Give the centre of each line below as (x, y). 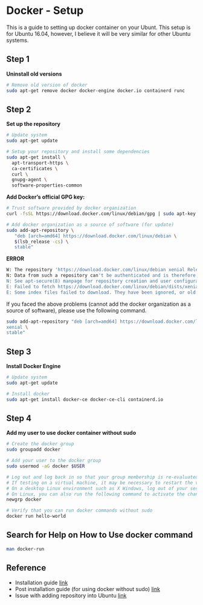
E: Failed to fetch (31, 286)
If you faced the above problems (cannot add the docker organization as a (99, 304)
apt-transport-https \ (40, 163)
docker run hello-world (36, 516)
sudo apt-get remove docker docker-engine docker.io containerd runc (96, 91)
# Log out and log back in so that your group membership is (85, 477)
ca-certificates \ (35, 168)
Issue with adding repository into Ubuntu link (71, 595)
